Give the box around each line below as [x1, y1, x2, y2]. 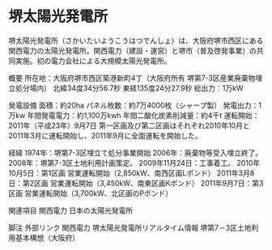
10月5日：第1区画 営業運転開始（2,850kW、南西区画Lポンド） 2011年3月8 [8, 167, 255, 178]
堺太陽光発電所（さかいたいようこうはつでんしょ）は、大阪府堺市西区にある [8, 36, 264, 45]
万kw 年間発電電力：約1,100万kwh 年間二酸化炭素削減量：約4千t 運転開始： [8, 110, 260, 120]
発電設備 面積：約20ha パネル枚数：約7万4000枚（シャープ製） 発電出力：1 [8, 100, 261, 110]
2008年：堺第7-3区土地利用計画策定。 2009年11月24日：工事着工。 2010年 [8, 158, 261, 167]
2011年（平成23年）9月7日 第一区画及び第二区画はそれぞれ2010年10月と [8, 121, 250, 130]
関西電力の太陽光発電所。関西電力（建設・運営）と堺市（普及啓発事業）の [8, 45, 257, 55]
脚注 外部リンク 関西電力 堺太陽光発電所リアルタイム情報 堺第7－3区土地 [8, 222, 252, 232]
